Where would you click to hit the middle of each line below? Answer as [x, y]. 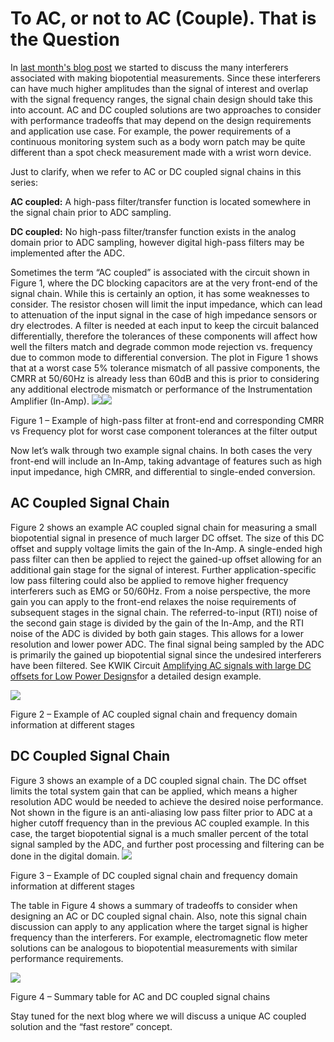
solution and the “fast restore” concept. [91, 1026]
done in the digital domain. [65, 856]
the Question [65, 39]
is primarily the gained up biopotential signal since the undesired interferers [166, 654]
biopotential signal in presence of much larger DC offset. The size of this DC [167, 538]
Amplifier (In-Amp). [50, 401]
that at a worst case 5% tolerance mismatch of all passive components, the [165, 368]
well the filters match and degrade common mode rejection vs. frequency [161, 346]
